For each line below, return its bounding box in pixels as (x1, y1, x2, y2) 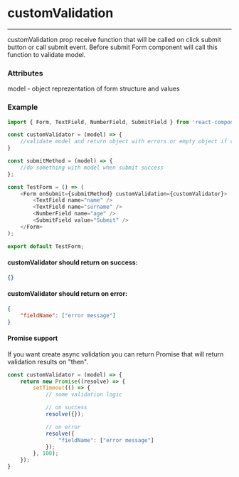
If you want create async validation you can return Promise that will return (7, 349, 224, 358)
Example (7, 102, 38, 112)
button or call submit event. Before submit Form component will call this (7, 43, 218, 51)
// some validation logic (45, 391, 122, 399)
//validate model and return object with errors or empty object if (20, 138, 228, 145)
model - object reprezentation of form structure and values (7, 84, 180, 93)
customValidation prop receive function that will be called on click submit (7, 35, 222, 43)
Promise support (7, 334, 58, 343)
